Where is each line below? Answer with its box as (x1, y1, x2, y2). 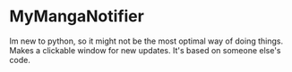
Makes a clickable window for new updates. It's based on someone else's (9, 44, 281, 55)
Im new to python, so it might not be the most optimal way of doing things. (9, 36, 284, 46)
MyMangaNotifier (9, 6, 145, 27)
